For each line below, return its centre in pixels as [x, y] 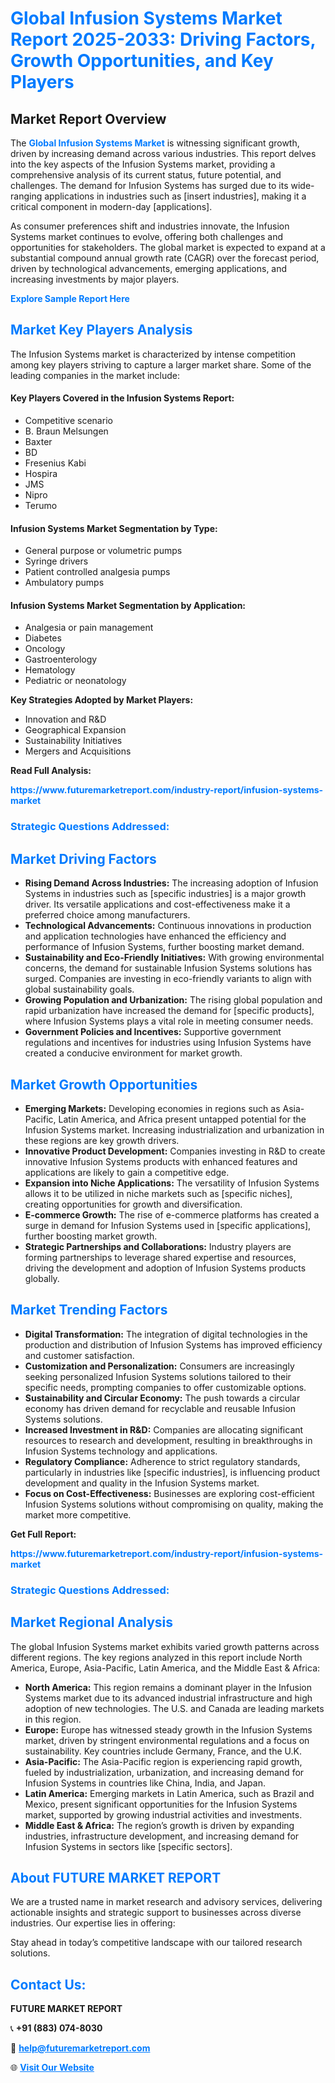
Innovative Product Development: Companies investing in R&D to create [175, 1151]
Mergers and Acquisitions [78, 751]
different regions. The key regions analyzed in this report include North [156, 1657]
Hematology [50, 670]
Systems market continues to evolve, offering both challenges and [147, 236]
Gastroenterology [61, 659]
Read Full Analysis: [51, 771]
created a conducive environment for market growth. [133, 1053]
